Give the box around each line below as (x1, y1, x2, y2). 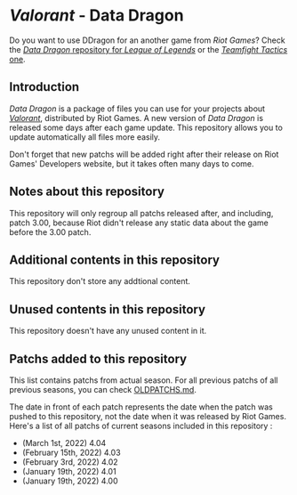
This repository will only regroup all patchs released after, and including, (9, 207, 274, 218)
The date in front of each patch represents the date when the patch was (9, 402, 274, 412)
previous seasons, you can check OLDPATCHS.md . (9, 385, 197, 394)
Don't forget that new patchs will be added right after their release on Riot (9, 149, 279, 159)
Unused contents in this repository (9, 302, 206, 317)
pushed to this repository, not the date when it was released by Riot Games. (9, 411, 287, 421)
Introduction (9, 79, 80, 94)
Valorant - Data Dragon (9, 5, 184, 26)
